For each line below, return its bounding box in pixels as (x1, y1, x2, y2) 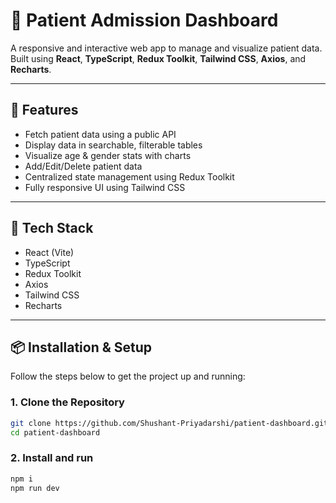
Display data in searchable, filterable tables (24, 139, 203, 151)
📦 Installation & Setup (10, 339, 153, 356)
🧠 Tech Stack (10, 220, 94, 237)
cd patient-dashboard (10, 427, 101, 438)
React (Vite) (24, 246, 75, 258)
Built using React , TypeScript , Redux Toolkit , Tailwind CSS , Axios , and (10, 52, 307, 64)
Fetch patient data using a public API (24, 128, 177, 140)
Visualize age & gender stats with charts (24, 149, 192, 161)
